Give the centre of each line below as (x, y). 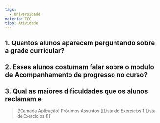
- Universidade (25, 14)
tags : (11, 10)
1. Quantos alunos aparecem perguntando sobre (80, 43)
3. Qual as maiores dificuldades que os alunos (77, 92)
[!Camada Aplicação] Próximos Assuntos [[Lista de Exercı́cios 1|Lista (86, 111)
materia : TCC (18, 19)
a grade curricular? (35, 51)
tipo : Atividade (22, 23)
